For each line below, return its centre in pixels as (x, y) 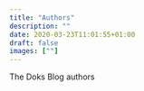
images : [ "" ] (34, 51)
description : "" (40, 26)
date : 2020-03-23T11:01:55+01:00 (72, 34)
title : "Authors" (42, 18)
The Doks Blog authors (52, 77)
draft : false (34, 43)
